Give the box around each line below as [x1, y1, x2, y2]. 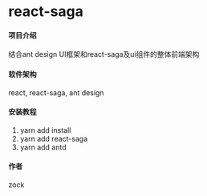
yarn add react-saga [19, 134, 88, 143]
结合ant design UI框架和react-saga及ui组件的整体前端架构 [8, 50, 200, 59]
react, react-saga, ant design [8, 87, 104, 98]
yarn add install [19, 125, 71, 134]
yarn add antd [19, 142, 67, 152]
